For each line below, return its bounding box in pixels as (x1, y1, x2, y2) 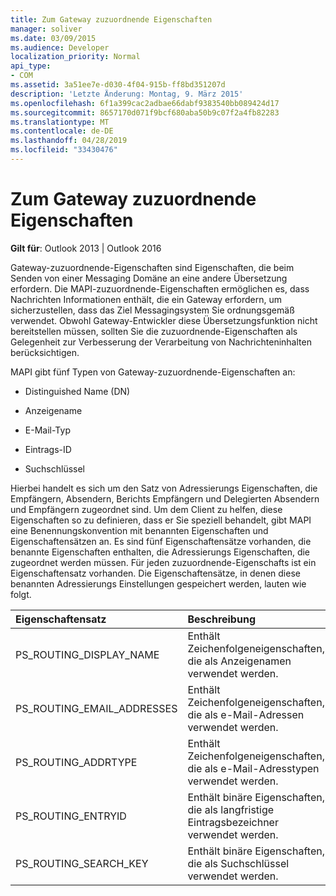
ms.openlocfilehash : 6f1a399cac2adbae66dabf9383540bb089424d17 (10, 98, 280, 108)
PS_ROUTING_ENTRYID (15, 809, 127, 823)
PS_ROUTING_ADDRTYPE (15, 755, 138, 769)
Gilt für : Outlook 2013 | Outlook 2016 (10, 242, 162, 254)
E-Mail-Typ (24, 424, 71, 436)
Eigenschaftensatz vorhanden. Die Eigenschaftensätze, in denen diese (10, 567, 301, 579)
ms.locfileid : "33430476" (10, 145, 118, 155)
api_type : (10, 61, 52, 71)
